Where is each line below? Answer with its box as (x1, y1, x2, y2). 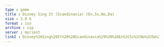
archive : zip (5, 25, 34, 30)
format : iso (5, 21, 32, 26)
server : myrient (5, 30, 41, 35)
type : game (5, 7, 29, 12)
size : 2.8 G (5, 16, 32, 21)
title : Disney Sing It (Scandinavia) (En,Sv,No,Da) (5, 12, 115, 17)
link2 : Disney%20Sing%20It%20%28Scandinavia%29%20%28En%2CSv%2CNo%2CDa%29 (5, 35, 163, 40)
